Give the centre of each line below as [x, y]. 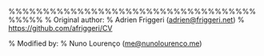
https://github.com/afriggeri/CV [60, 28]
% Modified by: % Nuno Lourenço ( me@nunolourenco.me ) [105, 43]
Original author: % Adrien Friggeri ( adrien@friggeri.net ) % [149, 20]
